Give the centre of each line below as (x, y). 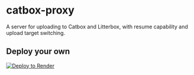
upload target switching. (36, 32)
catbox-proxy (41, 10)
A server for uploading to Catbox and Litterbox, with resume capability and (97, 27)
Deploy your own (38, 52)
